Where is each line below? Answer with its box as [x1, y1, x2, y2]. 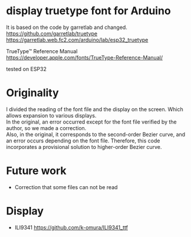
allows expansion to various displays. [6, 112, 97, 119]
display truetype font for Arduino [6, 4, 171, 18]
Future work [6, 164, 67, 178]
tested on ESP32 [6, 65, 47, 72]
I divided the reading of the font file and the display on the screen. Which [6, 105, 184, 113]
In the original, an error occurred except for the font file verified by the [6, 118, 177, 125]
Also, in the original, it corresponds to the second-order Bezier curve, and [6, 131, 186, 138]
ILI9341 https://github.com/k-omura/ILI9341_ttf [14, 223, 129, 231]
